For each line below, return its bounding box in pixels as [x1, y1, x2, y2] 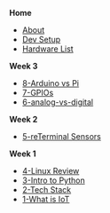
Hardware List [21, 43, 74, 54]
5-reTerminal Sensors [21, 131, 102, 141]
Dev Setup [21, 35, 61, 44]
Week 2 [9, 114, 38, 124]
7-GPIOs [21, 88, 54, 98]
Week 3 [9, 61, 38, 71]
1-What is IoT [21, 194, 70, 204]
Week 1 [9, 148, 36, 159]
